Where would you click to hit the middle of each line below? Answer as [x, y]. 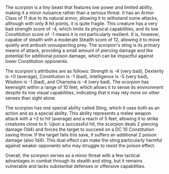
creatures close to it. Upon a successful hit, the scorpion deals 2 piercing [82, 124]
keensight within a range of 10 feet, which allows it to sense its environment [84, 87]
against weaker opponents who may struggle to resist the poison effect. [80, 146]
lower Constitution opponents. [37, 61]
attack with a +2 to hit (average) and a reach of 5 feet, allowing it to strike [82, 118]
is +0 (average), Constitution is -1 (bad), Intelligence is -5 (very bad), [77, 76]
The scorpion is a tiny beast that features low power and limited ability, [79, 7]
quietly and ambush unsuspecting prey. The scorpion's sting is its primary [83, 45]
